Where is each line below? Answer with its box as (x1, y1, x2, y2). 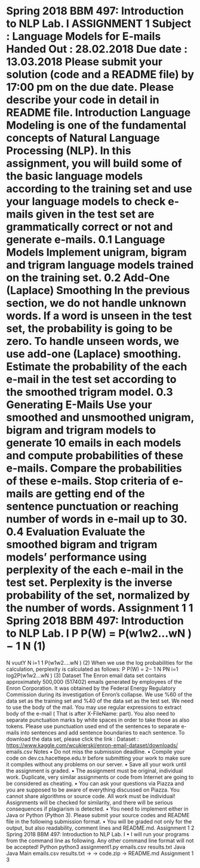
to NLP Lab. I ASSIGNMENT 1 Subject (6, 17, 192, 30)
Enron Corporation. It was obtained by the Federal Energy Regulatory (6, 684, 176, 692)
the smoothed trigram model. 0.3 (6, 386, 173, 399)
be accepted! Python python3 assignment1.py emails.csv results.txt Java (6, 843, 186, 850)
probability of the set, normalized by (6, 589, 190, 602)
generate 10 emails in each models (6, 436, 181, 450)
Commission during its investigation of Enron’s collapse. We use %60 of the (6, 690, 192, 698)
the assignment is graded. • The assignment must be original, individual (6, 767, 183, 774)
